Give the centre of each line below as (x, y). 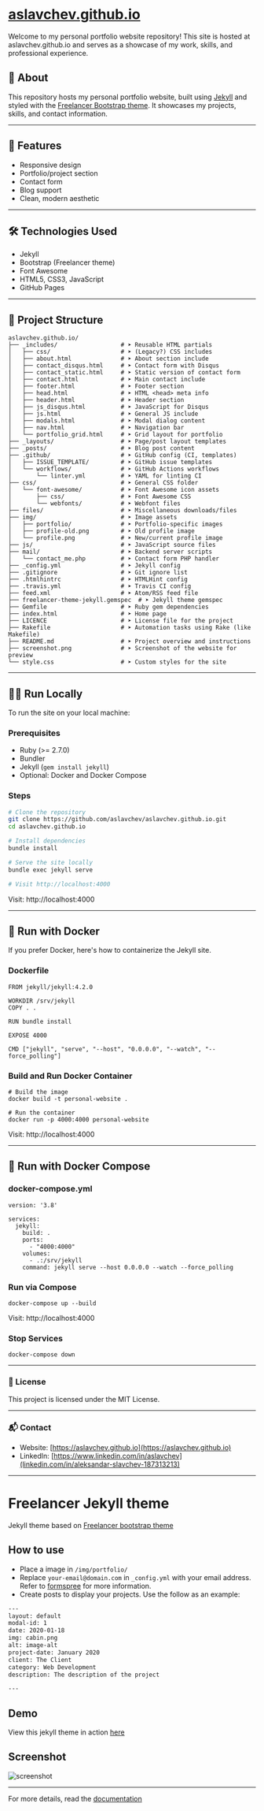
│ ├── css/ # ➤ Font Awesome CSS (100, 497)
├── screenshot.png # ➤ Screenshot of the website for (123, 649)
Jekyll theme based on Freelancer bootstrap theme (91, 1525)
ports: (33, 1240)
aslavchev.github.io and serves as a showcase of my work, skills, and (121, 44)
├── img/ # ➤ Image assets (93, 518)
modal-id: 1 (27, 1623)
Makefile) (24, 635)
